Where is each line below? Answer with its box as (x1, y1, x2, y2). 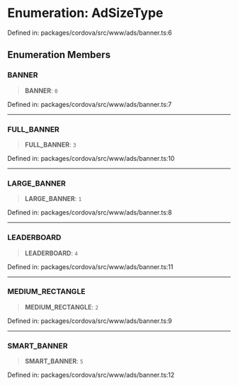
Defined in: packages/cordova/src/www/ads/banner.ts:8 (7, 208, 172, 217)
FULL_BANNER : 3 (24, 140, 76, 149)
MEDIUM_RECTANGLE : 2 (24, 302, 99, 311)
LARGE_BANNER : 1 (24, 195, 82, 203)
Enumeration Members (7, 49, 111, 61)
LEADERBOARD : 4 (24, 249, 78, 257)
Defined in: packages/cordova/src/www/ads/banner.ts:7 (7, 100, 172, 108)
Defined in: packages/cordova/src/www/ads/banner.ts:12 (7, 370, 175, 380)
